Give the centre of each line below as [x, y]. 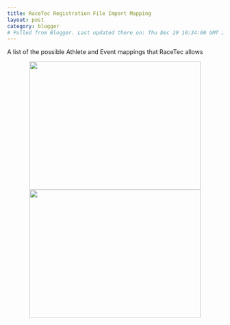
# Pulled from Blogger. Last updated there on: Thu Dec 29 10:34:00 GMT [113, 32]
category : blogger [33, 26]
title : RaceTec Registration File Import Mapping [79, 13]
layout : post [26, 20]
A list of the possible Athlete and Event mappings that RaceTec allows [105, 52]
